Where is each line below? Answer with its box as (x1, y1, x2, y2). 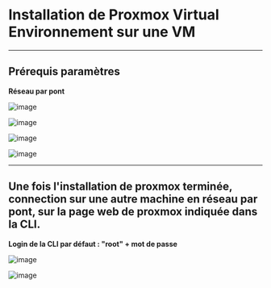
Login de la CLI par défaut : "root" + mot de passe (8, 239, 177, 248)
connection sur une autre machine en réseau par (8, 192, 258, 207)
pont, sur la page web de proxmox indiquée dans (8, 205, 258, 219)
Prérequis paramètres (8, 65, 121, 78)
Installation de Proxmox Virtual (8, 6, 219, 24)
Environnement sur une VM (8, 23, 196, 41)
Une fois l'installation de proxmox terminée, (8, 180, 232, 194)
